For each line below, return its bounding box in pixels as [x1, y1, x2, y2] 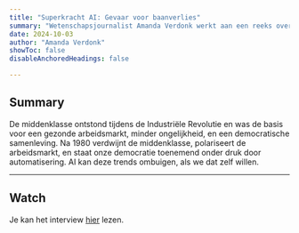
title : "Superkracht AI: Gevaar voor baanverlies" [9, 12, 201, 22]
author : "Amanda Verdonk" [9, 37, 105, 47]
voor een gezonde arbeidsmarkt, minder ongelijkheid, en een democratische [9, 128, 290, 139]
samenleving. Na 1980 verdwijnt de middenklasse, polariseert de [9, 137, 246, 148]
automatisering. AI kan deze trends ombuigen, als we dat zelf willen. [9, 157, 260, 167]
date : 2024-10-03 [9, 29, 74, 38]
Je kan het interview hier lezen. [9, 214, 125, 225]
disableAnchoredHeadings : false [9, 54, 129, 63]
